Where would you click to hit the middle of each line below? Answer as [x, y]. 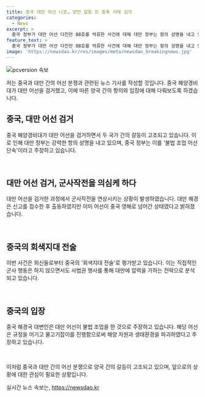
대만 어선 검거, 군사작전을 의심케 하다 [71, 183]
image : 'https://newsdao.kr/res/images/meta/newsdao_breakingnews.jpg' [99, 52]
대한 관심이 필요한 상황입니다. [52, 374]
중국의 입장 [26, 311]
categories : [21, 18]
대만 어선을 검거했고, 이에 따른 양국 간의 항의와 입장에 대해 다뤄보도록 [99, 90]
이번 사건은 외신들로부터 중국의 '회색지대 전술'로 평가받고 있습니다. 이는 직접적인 [102, 263]
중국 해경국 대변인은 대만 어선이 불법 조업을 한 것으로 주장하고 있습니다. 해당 [97, 327]
